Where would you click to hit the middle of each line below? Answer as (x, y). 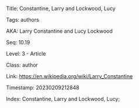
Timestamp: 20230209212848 (43, 88)
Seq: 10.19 (18, 42)
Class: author (22, 65)
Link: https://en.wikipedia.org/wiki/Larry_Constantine (69, 76)
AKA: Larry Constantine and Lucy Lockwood (59, 31)
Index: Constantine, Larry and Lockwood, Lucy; (63, 99)
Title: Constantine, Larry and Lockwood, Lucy (61, 8)
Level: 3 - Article (26, 54)
